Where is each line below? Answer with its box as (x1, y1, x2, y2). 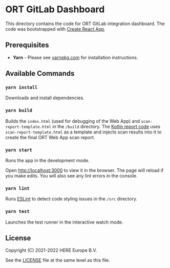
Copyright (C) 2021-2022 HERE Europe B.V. (5, 247, 97, 254)
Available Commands (5, 69, 75, 78)
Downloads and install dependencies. (5, 95, 84, 101)
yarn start (5, 147, 32, 153)
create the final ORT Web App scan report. (5, 134, 95, 140)
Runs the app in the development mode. (5, 158, 90, 164)
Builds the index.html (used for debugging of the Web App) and (5, 118, 140, 124)
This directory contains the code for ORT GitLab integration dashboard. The (5, 20, 165, 27)
